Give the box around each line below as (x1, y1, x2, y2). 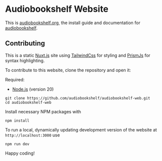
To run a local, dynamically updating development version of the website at (5, 127, 157, 132)
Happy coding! (5, 150, 35, 156)
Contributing (5, 39, 45, 48)
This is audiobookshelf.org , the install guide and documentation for (5, 20, 141, 26)
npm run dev (5, 141, 29, 146)
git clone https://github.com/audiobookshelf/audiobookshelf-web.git (5, 96, 151, 100)
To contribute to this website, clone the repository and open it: (5, 67, 131, 73)
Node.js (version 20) (12, 86, 54, 92)
